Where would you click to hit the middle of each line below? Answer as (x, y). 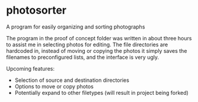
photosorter (36, 10)
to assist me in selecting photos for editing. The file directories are (87, 44)
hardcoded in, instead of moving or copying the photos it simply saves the (97, 50)
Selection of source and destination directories (72, 80)
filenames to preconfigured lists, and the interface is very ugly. (83, 57)
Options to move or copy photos (54, 86)
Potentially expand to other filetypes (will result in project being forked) (101, 93)
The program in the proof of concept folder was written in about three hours (99, 38)
